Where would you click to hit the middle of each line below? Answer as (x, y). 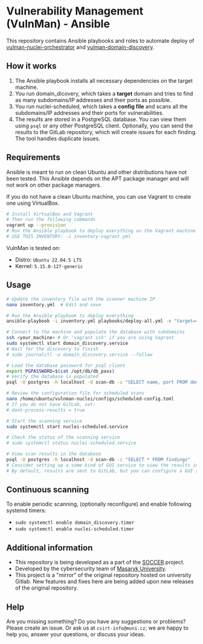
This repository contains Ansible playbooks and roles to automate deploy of (100, 40)
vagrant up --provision (36, 225)
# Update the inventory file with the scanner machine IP (81, 299)
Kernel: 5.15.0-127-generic (49, 266)
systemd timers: (26, 510)
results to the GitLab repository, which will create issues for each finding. (106, 132)
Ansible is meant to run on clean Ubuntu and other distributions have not (97, 172)
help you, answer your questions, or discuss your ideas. (76, 634)
